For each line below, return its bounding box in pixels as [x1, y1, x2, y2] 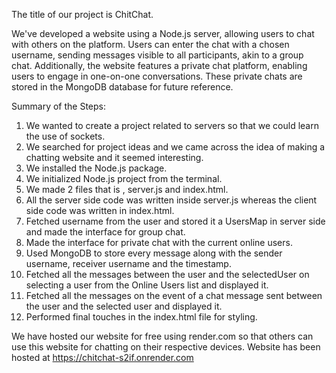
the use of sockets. [25, 130, 106, 142]
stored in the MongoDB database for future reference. [11, 81, 234, 93]
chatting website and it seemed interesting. [25, 152, 204, 163]
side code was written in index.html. [25, 205, 175, 216]
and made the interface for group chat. [25, 226, 186, 238]
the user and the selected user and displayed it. [25, 300, 223, 312]
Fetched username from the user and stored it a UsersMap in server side [25, 215, 326, 227]
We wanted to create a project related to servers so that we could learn [25, 120, 319, 131]
